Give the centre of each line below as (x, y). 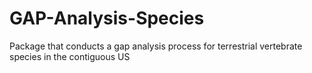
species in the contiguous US (70, 56)
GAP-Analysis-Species (107, 18)
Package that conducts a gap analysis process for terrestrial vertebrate (156, 46)
